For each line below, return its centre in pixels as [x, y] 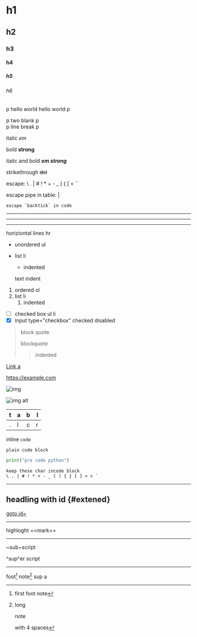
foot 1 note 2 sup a [27, 576]
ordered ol [27, 290]
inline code [18, 439]
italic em [16, 138]
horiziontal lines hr [28, 233]
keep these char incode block [43, 471]
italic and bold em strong [36, 161]
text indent [28, 278]
